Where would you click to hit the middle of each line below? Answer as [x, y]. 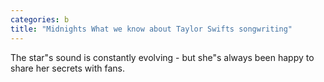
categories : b [40, 19]
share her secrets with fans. [67, 68]
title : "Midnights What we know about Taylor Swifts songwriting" [151, 29]
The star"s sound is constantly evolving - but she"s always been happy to [162, 57]
